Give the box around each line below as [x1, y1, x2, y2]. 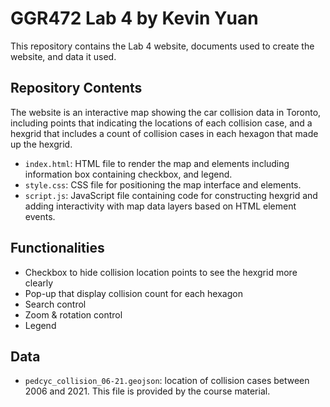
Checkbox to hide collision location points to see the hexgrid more [24, 266, 298, 278]
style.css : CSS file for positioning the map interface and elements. [24, 178, 302, 191]
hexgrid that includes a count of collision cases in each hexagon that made [10, 127, 319, 139]
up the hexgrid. [10, 138, 73, 150]
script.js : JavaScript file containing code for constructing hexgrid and [24, 189, 318, 201]
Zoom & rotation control [24, 308, 123, 321]
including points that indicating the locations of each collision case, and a [10, 117, 313, 129]
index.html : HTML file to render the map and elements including [24, 157, 290, 169]
